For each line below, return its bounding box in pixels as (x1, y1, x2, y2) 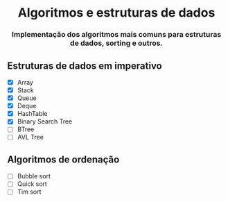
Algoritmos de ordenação (7, 153, 120, 165)
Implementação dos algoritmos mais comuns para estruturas (11, 30, 222, 40)
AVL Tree (17, 133, 44, 142)
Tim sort (17, 187, 42, 196)
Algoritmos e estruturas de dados (17, 5, 216, 21)
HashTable (17, 110, 48, 118)
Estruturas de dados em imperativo (7, 60, 162, 71)
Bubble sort (17, 172, 51, 180)
